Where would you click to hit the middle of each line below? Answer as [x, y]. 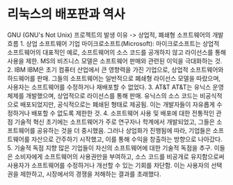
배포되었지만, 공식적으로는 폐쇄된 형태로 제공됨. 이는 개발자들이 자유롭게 [118, 104]
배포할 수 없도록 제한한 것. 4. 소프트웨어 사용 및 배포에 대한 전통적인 [123, 113]
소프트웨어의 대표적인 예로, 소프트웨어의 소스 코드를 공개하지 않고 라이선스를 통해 [117, 52]
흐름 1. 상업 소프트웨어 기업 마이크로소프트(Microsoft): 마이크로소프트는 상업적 [113, 43]
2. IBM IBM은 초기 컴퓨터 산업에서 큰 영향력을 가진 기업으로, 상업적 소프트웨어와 [115, 70]
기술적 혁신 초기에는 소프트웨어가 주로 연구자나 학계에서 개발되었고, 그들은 [115, 122]
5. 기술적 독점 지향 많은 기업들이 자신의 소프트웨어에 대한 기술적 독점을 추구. [110, 147]
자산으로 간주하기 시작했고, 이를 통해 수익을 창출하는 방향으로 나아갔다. [127, 139]
